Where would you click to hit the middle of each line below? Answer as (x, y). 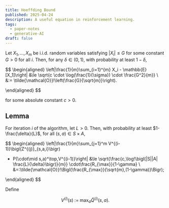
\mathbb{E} (135, 69)
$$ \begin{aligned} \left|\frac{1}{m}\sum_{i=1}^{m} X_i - (63, 69)
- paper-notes (25, 29)
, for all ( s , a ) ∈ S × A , (63, 134)
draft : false (19, 39)
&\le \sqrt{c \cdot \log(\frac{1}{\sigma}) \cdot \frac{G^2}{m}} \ (93, 75)
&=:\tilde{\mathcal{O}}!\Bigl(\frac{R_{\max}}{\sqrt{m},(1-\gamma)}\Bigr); (88, 170)
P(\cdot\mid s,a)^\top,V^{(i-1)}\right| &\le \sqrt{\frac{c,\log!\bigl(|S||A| (85, 159)
